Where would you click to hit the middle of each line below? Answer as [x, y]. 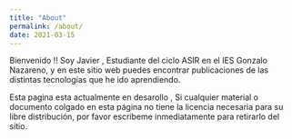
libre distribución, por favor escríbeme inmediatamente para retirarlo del [145, 117]
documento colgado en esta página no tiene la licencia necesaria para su [146, 107]
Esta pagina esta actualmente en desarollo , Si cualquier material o [134, 97]
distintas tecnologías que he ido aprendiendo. [95, 80]
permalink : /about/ [46, 26]
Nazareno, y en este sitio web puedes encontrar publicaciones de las [139, 70]
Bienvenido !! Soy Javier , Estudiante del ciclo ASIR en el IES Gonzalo [139, 61]
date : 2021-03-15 [42, 35]
